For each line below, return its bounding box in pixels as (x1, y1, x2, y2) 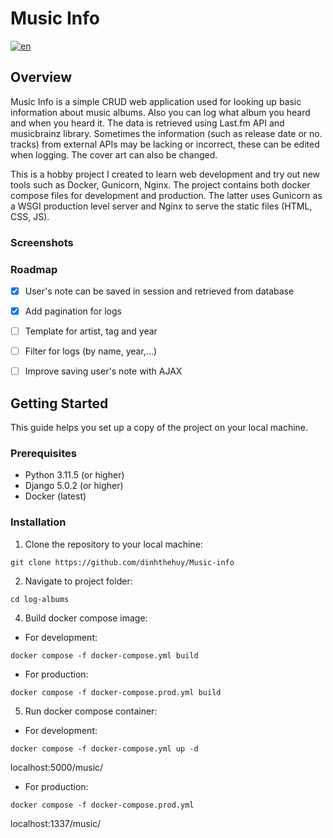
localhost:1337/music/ (10, 817, 102, 829)
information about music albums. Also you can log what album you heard (10, 106, 311, 118)
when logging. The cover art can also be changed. (10, 148, 218, 161)
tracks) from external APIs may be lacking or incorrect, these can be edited (10, 138, 320, 150)
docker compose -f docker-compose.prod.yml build (10, 687, 222, 697)
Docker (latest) (24, 490, 87, 502)
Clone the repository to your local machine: (24, 538, 203, 550)
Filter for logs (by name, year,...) (24, 345, 158, 357)
